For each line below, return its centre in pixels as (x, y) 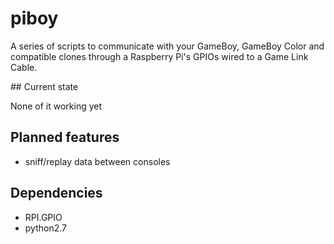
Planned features (65, 137)
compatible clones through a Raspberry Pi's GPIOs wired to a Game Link (159, 56)
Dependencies (56, 193)
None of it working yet (56, 106)
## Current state (44, 86)
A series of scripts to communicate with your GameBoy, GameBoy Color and (167, 46)
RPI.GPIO (43, 217)
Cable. (24, 67)
